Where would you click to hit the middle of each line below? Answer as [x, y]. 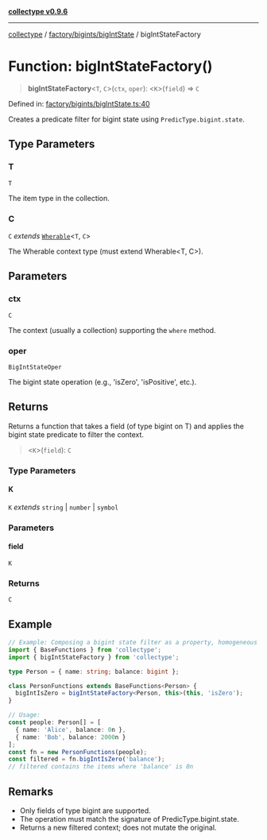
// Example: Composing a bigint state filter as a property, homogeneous [133, 643]
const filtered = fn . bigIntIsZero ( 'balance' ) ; [87, 759]
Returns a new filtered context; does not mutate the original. [118, 828]
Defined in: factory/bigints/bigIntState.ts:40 [79, 103]
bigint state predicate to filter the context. [76, 434]
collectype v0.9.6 [38, 12]
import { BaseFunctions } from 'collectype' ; [85, 650]
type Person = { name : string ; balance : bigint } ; [94, 672]
